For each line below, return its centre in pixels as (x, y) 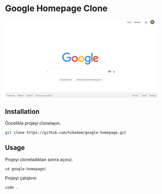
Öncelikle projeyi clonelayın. (33, 123)
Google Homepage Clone (56, 8)
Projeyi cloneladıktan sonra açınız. (39, 159)
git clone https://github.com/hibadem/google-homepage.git (66, 133)
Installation (22, 111)
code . (12, 187)
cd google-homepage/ (26, 169)
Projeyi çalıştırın (21, 178)
